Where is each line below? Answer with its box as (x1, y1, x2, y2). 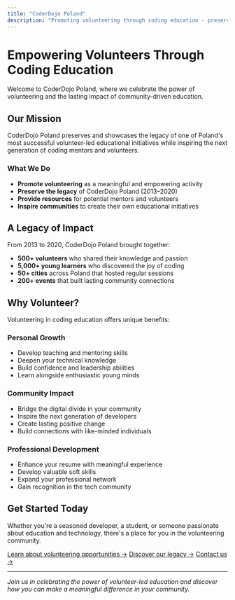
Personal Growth (7, 333, 66, 343)
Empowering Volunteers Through (7, 47, 205, 63)
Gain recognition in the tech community (17, 482, 131, 491)
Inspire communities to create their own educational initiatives (17, 202, 199, 210)
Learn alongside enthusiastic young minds (17, 371, 140, 379)
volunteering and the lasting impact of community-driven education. (7, 92, 204, 101)
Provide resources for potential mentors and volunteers (17, 194, 179, 203)
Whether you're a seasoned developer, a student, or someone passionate (7, 521, 219, 529)
